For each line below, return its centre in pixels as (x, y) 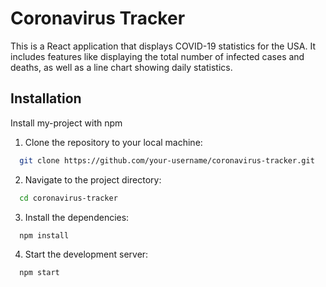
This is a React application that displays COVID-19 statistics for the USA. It (163, 46)
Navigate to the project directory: (93, 179)
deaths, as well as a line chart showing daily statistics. (121, 67)
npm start (39, 273)
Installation (46, 98)
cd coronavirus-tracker (68, 198)
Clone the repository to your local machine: (113, 142)
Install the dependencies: (77, 217)
